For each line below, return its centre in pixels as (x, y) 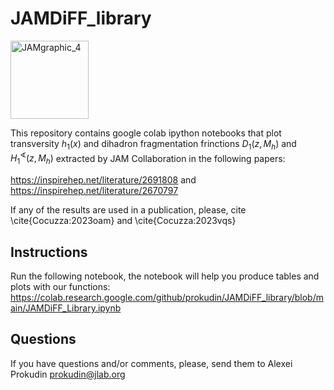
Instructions (49, 252)
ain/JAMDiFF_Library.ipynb (66, 308)
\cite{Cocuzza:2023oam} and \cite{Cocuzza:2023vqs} (123, 221)
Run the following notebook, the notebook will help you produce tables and (165, 276)
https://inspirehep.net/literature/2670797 (94, 191)
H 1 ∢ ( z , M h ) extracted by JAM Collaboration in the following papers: (148, 158)
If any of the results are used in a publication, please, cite (128, 210)
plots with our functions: (60, 286)
